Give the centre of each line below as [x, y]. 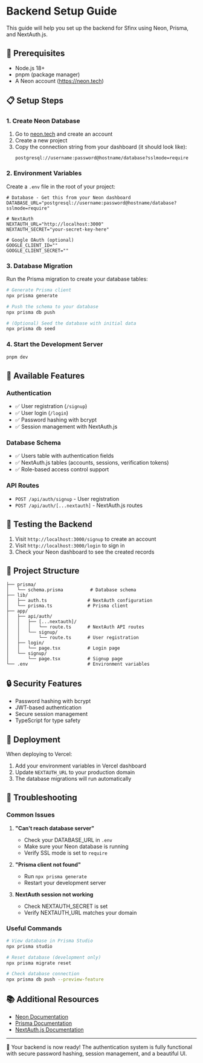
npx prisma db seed [31, 329]
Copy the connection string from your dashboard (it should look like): [101, 147]
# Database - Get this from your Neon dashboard [69, 197]
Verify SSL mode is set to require [66, 853]
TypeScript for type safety [48, 720]
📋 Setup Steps [35, 101]
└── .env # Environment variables [78, 664]
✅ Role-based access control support [62, 469]
